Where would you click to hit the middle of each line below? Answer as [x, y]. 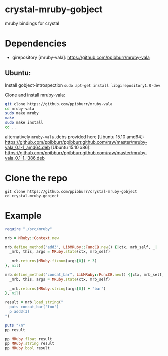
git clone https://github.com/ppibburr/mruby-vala [59, 104]
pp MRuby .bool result [28, 348]
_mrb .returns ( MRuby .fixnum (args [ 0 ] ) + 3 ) [53, 261]
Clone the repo [36, 178]
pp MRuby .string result [30, 344]
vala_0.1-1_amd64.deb [28, 147]
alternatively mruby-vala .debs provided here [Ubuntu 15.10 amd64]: [75, 137]
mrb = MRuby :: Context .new [32, 238]
